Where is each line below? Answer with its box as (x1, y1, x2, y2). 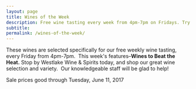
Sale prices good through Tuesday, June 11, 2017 (6, 77, 124, 84)
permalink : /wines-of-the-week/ (6, 30, 85, 36)
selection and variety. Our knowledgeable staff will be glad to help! (6, 65, 169, 72)
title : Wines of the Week (6, 14, 69, 20)
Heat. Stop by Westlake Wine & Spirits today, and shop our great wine (6, 59, 175, 66)
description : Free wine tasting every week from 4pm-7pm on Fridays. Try (6, 19, 191, 25)
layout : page (6, 8, 38, 15)
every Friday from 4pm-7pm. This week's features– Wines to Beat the (6, 53, 175, 60)
